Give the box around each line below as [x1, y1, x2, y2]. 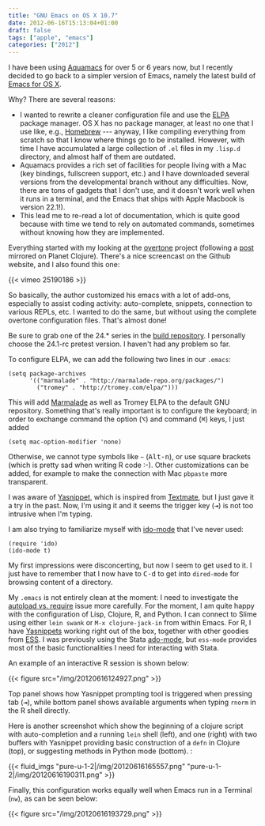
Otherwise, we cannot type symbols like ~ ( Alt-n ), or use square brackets [8, 452, 252, 462]
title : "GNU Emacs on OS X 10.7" [8, 11, 119, 20]
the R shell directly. [8, 706, 70, 715]
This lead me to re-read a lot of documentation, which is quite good [19, 211, 240, 221]
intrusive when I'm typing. [8, 509, 93, 519]
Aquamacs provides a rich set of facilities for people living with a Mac [19, 160, 247, 170]
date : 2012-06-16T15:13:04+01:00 [8, 19, 119, 27]
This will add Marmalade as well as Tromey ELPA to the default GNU [8, 398, 230, 407]
